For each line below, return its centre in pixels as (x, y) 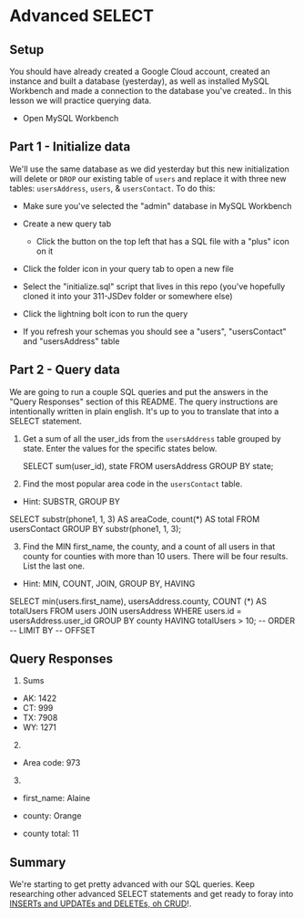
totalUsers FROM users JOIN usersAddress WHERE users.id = (126, 610)
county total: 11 (51, 834)
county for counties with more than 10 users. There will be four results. (155, 556)
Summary (38, 862)
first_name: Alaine (56, 798)
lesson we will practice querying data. (81, 100)
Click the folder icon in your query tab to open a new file (128, 268)
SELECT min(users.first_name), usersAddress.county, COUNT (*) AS (138, 601)
